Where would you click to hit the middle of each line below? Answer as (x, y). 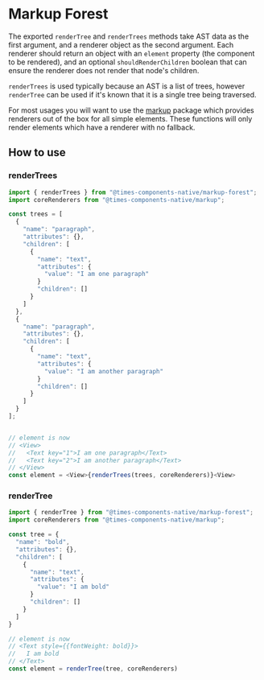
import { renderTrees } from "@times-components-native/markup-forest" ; (133, 192)
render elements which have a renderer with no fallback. (102, 127)
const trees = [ (35, 214)
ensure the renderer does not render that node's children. (104, 70)
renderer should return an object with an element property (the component (132, 53)
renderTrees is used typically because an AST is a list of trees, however (127, 86)
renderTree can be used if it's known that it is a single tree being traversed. (132, 94)
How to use (37, 152)
